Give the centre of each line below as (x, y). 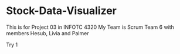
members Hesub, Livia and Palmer (47, 33)
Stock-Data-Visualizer (62, 11)
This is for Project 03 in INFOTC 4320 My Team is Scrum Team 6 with (90, 27)
